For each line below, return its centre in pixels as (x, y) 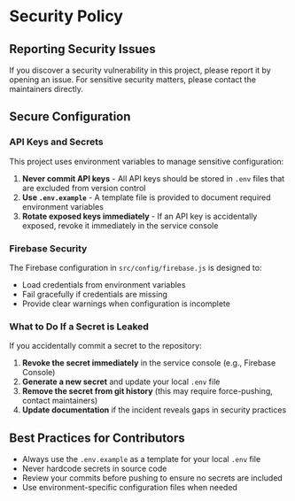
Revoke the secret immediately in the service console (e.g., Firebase (149, 363)
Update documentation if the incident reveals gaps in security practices (154, 410)
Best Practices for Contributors (97, 438)
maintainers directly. (47, 89)
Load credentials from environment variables (104, 284)
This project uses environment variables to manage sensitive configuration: (147, 161)
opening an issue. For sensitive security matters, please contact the (133, 80)
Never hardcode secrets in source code (94, 469)
